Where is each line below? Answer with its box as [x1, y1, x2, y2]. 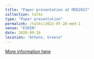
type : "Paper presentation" [5, 16, 63, 21]
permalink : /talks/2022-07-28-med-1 [5, 21, 81, 26]
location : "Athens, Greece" [5, 35, 63, 40]
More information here [5, 48, 51, 55]
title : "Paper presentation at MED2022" [5, 7, 90, 12]
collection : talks [5, 12, 43, 17]
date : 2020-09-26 [5, 30, 41, 35]
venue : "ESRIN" [5, 26, 37, 31]
